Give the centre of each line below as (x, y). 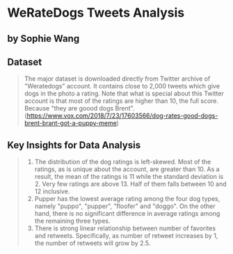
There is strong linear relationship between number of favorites (125, 228)
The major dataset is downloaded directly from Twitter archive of (117, 79)
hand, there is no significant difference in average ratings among (127, 214)
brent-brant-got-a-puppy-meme (70, 123)
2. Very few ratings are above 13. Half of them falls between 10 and (130, 184)
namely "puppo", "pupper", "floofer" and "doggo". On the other (125, 206)
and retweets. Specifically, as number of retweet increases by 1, (126, 236)
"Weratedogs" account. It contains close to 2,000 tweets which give (122, 86)
